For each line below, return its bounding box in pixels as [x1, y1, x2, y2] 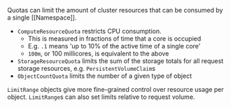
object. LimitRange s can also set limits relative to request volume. [7, 93, 195, 101]
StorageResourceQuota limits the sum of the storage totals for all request [17, 57, 224, 65]
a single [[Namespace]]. [7, 13, 77, 22]
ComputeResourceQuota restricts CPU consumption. [17, 27, 162, 35]
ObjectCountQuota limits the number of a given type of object [17, 72, 192, 80]
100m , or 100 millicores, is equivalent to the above [27, 49, 169, 58]
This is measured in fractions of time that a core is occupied [27, 34, 202, 43]
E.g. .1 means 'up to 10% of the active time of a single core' [27, 42, 201, 50]
